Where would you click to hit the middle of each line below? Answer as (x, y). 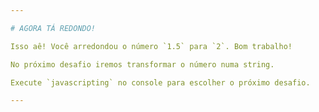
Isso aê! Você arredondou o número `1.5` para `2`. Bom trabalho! (151, 46)
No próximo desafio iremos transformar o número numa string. (142, 64)
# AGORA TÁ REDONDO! (53, 28)
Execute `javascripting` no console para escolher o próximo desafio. (160, 82)
